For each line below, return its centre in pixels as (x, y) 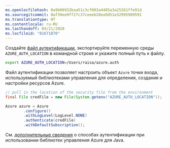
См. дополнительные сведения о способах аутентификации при (75, 135)
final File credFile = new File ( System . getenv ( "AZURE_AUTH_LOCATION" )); (84, 97)
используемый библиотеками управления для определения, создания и (84, 78)
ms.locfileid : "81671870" (32, 33)
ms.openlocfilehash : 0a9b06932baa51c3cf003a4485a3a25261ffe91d (74, 10)
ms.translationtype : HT (30, 19)
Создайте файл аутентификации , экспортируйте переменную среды (80, 48)
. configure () (37, 111)
